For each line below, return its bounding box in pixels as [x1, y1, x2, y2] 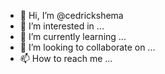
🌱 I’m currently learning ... [19, 31, 127, 42]
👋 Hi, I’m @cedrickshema [19, 10, 124, 21]
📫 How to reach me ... [19, 53, 113, 64]
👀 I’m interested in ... [19, 20, 105, 32]
